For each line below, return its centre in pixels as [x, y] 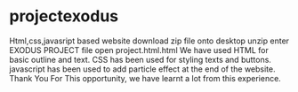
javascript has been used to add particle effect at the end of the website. [142, 69]
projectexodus [64, 16]
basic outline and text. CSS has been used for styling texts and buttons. [140, 59]
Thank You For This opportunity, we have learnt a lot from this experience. [145, 78]
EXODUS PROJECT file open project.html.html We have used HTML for [139, 50]
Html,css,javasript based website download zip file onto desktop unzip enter [149, 41]
